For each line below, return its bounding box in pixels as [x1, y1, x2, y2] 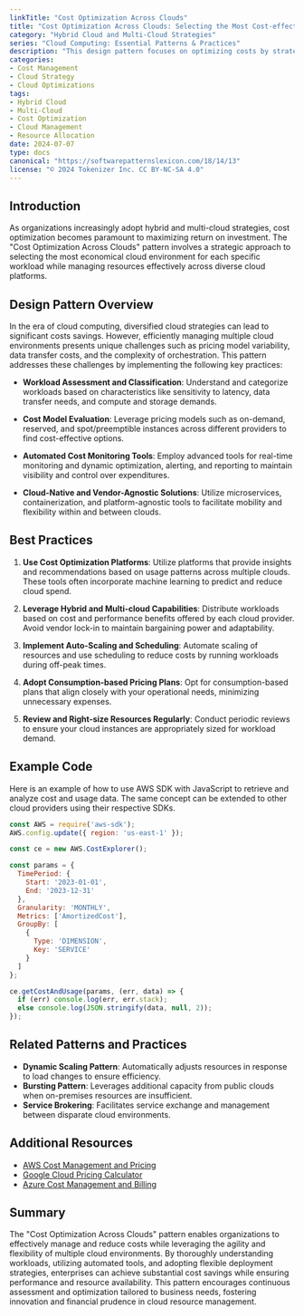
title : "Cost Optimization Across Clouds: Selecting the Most [9, 22, 249, 31]
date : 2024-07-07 [9, 139, 75, 149]
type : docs [9, 148, 51, 157]
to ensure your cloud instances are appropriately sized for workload [22, 723, 276, 734]
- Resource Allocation [9, 131, 95, 140]
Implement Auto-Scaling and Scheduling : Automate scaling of [22, 639, 259, 650]
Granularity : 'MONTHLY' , [17, 903, 111, 912]
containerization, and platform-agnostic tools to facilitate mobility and [22, 497, 282, 507]
